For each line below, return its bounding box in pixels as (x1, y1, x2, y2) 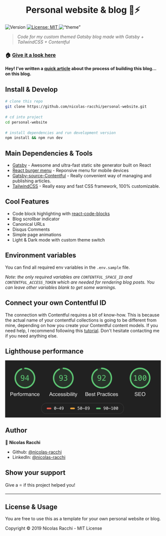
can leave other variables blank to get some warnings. (5, 284, 117, 290)
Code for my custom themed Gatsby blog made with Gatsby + (17, 34, 144, 40)
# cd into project (5, 115, 43, 120)
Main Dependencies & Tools (5, 149, 93, 158)
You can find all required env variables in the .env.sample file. (5, 264, 130, 270)
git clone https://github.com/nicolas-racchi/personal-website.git (5, 104, 147, 109)
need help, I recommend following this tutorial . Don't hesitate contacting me (5, 328, 160, 333)
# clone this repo (5, 99, 43, 104)
